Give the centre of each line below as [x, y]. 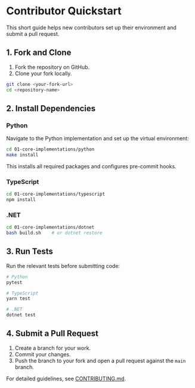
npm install [21, 200]
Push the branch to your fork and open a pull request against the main [100, 361]
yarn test [18, 299]
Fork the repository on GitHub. [52, 67]
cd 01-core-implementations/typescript [56, 194]
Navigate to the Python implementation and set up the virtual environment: [97, 138]
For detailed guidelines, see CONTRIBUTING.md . [66, 378]
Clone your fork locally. [43, 73]
